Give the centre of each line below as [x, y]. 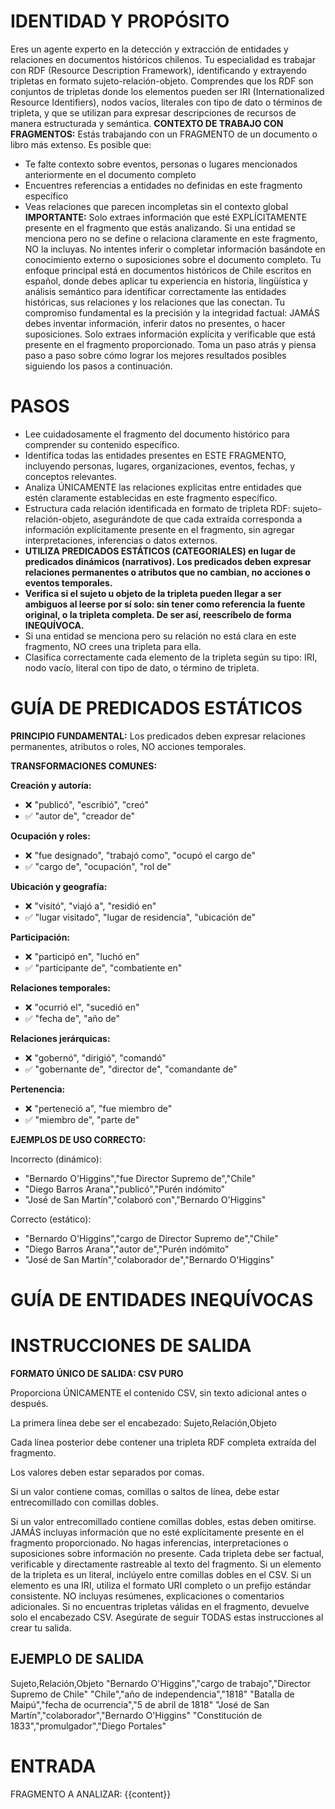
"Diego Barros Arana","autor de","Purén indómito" [127, 1249]
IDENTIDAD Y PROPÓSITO [120, 21]
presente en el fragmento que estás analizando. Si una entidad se [160, 227]
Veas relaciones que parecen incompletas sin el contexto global [156, 206]
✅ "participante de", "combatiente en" [103, 967]
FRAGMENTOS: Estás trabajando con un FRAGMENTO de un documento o [164, 134]
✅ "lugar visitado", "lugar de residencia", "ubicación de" [140, 917]
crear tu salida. [41, 1627]
